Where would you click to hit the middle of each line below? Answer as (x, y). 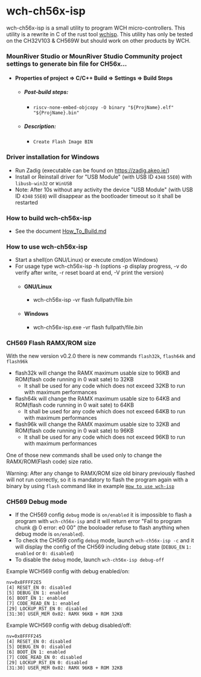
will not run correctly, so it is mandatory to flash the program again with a (97, 479)
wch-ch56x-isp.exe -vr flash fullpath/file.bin (88, 327)
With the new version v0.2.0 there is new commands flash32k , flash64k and (101, 356)
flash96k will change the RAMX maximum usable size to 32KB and (97, 424)
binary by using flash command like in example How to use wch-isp (91, 486)
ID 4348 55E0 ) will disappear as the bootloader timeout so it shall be (98, 196)
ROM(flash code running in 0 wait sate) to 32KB (74, 379)
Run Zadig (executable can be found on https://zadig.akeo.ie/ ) (92, 170)
